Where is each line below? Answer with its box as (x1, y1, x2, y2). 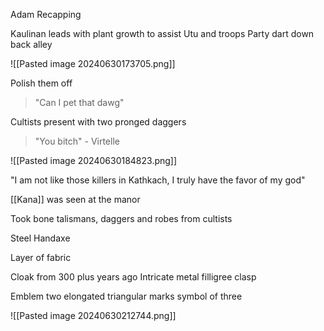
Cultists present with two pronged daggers (10, 116, 187, 128)
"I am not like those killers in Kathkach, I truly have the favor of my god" (10, 174, 306, 186)
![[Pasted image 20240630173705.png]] (10, 58, 176, 69)
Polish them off (10, 77, 73, 89)
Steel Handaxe (10, 232, 71, 244)
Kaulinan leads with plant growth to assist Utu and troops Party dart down (10, 28, 315, 39)
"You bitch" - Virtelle (34, 135, 120, 147)
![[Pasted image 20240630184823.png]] (10, 155, 178, 166)
